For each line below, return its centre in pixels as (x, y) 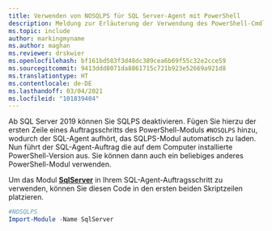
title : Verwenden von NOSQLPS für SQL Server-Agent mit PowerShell (125, 16)
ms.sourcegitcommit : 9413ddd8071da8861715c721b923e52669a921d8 (117, 69)
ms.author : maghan (39, 46)
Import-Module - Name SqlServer (61, 220)
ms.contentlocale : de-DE (50, 83)
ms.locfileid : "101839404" (54, 99)
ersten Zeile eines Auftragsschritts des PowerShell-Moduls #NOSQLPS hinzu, (133, 130)
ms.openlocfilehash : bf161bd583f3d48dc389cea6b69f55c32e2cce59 (117, 61)
